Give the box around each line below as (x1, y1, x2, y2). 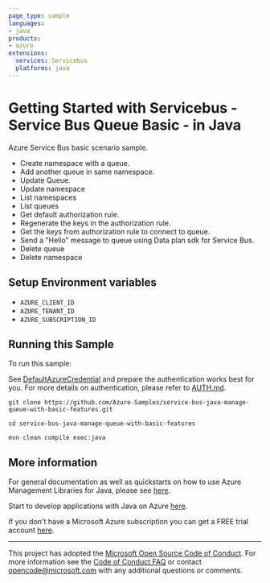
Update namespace (19, 184, 86, 193)
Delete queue (19, 243, 65, 254)
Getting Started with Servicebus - (8, 98, 238, 117)
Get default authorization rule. (19, 209, 120, 219)
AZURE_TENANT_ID (19, 307, 75, 315)
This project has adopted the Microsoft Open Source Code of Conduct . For (8, 548, 256, 558)
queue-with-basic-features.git (8, 406, 113, 414)
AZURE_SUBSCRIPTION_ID (19, 316, 96, 324)
